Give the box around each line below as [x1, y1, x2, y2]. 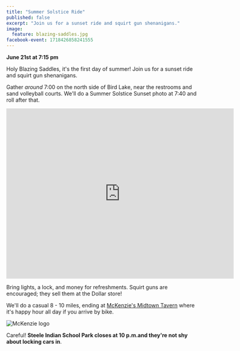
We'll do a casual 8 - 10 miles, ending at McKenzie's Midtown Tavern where [6, 302, 195, 309]
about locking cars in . [6, 338, 62, 345]
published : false [6, 15, 50, 21]
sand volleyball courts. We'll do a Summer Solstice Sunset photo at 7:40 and [6, 90, 197, 97]
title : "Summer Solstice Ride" [6, 8, 85, 15]
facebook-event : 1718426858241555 [6, 37, 94, 43]
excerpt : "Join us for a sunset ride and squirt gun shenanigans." [6, 20, 181, 26]
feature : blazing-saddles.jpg [12, 31, 88, 38]
